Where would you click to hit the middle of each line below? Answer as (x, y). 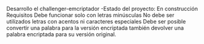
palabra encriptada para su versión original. (61, 34)
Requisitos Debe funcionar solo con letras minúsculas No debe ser (90, 15)
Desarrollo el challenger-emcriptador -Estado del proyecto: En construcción (102, 9)
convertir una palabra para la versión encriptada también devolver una (95, 28)
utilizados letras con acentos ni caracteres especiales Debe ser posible (96, 21)
